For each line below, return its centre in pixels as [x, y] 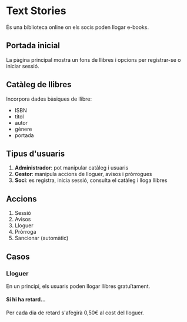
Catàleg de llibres [39, 84]
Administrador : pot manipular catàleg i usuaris [71, 168]
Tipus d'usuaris [36, 153]
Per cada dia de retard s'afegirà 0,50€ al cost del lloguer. [75, 313]
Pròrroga [25, 232]
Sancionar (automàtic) [41, 238]
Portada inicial [33, 46]
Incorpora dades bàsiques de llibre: [49, 99]
